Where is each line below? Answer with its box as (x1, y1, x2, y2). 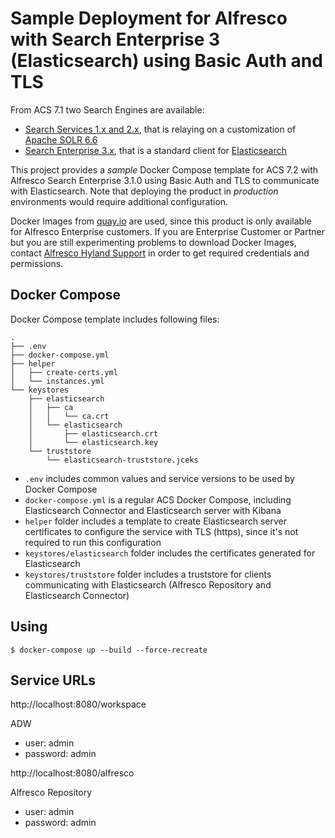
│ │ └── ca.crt (28, 411, 110, 421)
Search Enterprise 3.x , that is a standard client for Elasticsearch (24, 144, 287, 156)
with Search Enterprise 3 (10, 28, 221, 51)
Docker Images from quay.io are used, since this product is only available (10, 215, 312, 227)
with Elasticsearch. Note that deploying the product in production (10, 185, 279, 197)
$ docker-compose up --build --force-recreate (10, 645, 208, 655)
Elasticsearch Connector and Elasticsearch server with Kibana (24, 504, 282, 516)
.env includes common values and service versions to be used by (24, 472, 295, 484)
